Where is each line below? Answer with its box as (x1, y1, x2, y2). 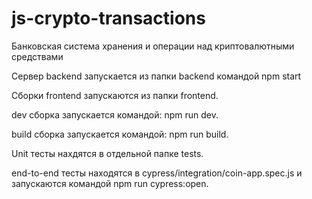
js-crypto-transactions (11, 7, 206, 30)
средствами (11, 50, 64, 62)
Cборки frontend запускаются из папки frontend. (11, 89, 219, 101)
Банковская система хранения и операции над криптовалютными (11, 40, 295, 52)
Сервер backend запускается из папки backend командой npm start (11, 70, 302, 82)
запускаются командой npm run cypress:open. (11, 177, 209, 189)
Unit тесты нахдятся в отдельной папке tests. (11, 147, 204, 159)
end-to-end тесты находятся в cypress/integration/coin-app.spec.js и (11, 167, 303, 179)
